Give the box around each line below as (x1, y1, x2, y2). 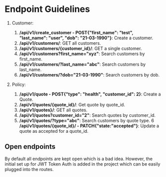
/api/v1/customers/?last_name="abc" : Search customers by (19, 61, 146, 67)
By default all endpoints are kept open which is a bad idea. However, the (4, 156, 153, 162)
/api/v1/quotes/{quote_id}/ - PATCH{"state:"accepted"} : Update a (19, 123, 160, 129)
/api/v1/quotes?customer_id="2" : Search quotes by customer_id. (19, 112, 156, 118)
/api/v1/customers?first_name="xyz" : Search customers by (19, 51, 145, 57)
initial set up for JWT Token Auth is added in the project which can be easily (4, 161, 161, 167)
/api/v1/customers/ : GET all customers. (19, 40, 101, 46)
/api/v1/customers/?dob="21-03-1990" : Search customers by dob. (19, 72, 160, 78)
